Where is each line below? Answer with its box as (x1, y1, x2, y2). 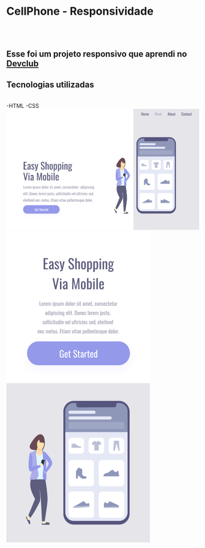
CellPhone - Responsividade (6, 4, 154, 18)
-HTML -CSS (6, 102, 40, 110)
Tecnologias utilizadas (6, 79, 94, 90)
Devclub (6, 58, 39, 69)
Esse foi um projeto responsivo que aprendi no (6, 49, 187, 60)
